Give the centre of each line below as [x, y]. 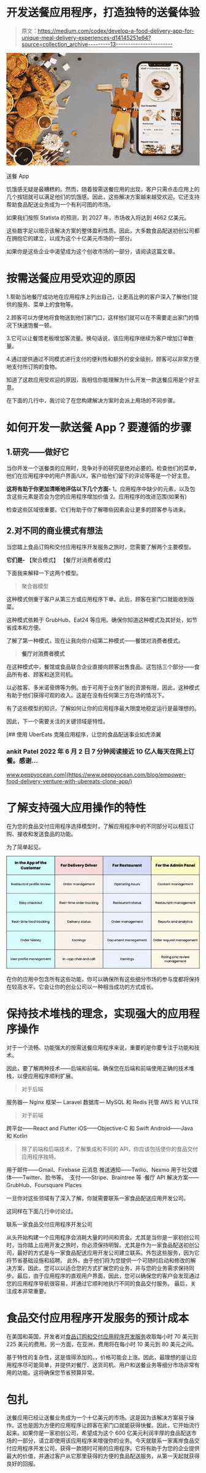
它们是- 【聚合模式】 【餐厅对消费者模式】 [60, 559]
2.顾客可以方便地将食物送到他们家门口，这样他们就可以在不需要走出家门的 [100, 317]
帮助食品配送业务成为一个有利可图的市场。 [60, 204]
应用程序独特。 [40, 1156]
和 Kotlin [17, 1135]
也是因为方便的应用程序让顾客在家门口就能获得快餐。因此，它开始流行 [111, 1425]
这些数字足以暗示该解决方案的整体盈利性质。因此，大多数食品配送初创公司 [100, 231]
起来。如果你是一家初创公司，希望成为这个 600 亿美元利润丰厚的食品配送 [99, 1433]
